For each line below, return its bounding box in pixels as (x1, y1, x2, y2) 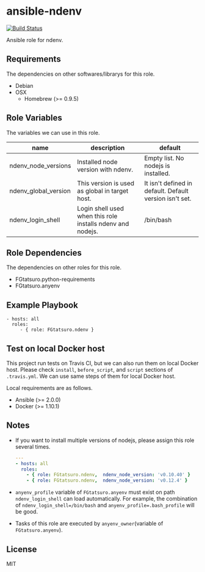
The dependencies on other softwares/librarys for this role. (6, 70, 155, 78)
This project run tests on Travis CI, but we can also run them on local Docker (6, 360, 199, 367)
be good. (15, 508, 38, 515)
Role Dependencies (6, 247, 82, 258)
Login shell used (77, 204, 124, 212)
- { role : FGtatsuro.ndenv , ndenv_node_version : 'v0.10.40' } (26, 472, 191, 478)
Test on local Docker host (6, 343, 105, 353)
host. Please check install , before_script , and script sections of (6, 366, 173, 373)
